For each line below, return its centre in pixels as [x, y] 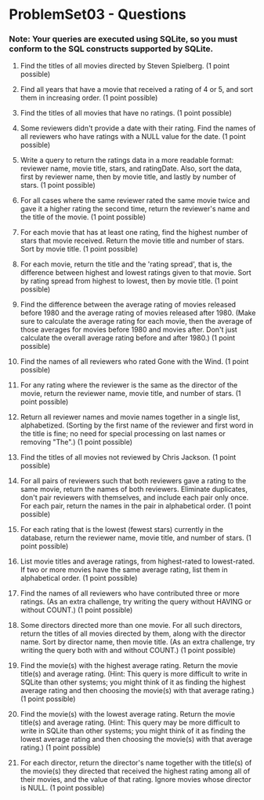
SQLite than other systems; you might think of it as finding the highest [133, 682]
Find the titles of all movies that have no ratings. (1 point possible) [126, 113]
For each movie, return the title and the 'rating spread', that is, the [126, 264]
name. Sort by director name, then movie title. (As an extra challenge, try [137, 642]
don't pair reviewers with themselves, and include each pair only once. [134, 497]
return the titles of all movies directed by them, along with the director [133, 633]
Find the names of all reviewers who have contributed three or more [130, 593]
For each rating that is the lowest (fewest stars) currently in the [122, 530]
